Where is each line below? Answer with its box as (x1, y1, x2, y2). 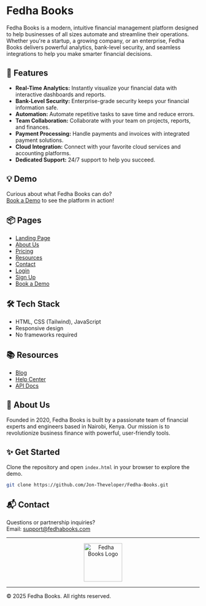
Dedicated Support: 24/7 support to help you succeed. (15, 156, 156, 163)
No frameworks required (15, 331, 78, 338)
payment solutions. (15, 136, 64, 144)
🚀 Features (6, 68, 48, 79)
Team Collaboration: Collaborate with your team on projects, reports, (15, 117, 191, 124)
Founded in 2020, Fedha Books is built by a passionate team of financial (6, 416, 189, 424)
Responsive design (15, 325, 64, 332)
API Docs (15, 382, 39, 389)
